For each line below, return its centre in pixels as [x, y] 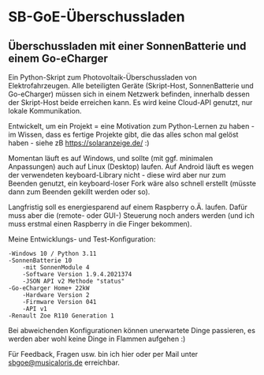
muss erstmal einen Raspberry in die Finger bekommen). [100, 224]
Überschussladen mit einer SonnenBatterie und [127, 46]
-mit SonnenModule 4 [56, 268]
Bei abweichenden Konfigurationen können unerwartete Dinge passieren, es [132, 330]
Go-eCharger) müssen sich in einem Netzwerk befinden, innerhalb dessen [129, 94]
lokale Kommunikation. [45, 111]
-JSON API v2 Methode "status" [74, 281]
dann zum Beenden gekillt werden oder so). [79, 192]
